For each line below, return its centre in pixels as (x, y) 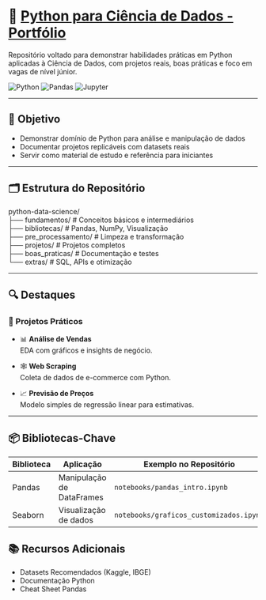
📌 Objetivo (34, 119)
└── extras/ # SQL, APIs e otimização (70, 262)
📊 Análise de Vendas (56, 339)
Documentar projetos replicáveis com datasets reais (104, 146)
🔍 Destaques (42, 294)
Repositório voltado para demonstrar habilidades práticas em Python (120, 55)
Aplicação (83, 464)
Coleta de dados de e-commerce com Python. (95, 378)
